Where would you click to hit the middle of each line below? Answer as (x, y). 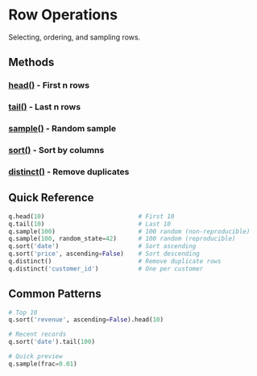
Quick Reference (51, 198)
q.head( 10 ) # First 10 (91, 216)
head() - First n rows (49, 85)
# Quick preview (35, 357)
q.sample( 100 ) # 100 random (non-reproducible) (129, 231)
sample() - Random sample (62, 129)
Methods (31, 62)
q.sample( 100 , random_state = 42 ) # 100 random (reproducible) (122, 239)
